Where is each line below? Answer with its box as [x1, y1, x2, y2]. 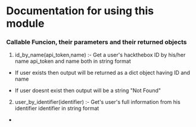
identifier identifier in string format [14, 105, 99, 112]
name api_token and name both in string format [14, 58, 131, 65]
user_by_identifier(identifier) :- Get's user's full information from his [14, 99, 181, 106]
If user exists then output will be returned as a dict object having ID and [14, 69, 191, 77]
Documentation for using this [6, 4, 154, 18]
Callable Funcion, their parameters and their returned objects [6, 38, 187, 46]
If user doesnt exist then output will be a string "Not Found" [14, 87, 161, 94]
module [6, 17, 45, 30]
